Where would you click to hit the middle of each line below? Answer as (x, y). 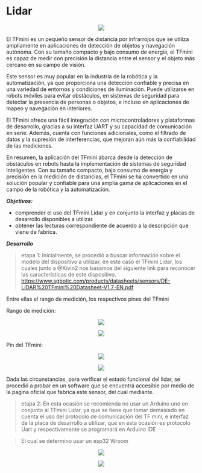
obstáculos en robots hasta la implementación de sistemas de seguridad (96, 163)
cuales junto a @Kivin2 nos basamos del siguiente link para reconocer (108, 268)
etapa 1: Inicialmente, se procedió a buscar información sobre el (100, 255)
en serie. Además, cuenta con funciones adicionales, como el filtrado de (96, 133)
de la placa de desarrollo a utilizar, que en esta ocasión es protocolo (106, 422)
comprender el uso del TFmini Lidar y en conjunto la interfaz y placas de (105, 213)
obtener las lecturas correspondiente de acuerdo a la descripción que (102, 225)
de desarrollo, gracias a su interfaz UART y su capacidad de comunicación (99, 126)
